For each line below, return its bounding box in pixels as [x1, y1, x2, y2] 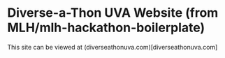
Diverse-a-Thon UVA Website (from [7, 5, 219, 21]
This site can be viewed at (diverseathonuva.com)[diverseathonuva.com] [7, 43, 218, 51]
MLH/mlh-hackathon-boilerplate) [7, 20, 205, 36]
